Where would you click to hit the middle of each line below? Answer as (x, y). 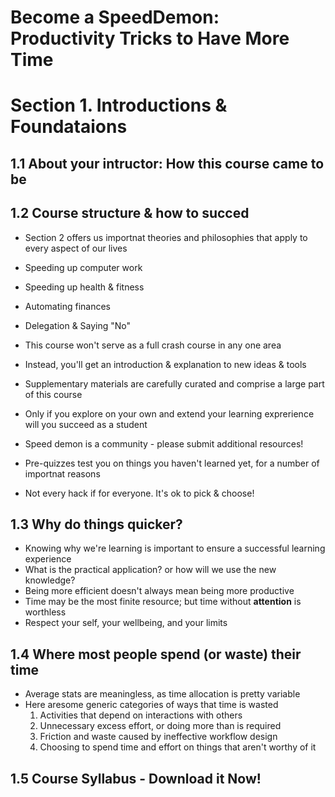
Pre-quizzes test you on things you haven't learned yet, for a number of (172, 463)
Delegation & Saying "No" (78, 325)
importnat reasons (62, 473)
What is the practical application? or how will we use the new (150, 570)
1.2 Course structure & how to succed (130, 213)
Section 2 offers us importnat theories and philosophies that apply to (166, 237)
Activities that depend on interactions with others (141, 715)
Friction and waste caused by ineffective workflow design (158, 737)
